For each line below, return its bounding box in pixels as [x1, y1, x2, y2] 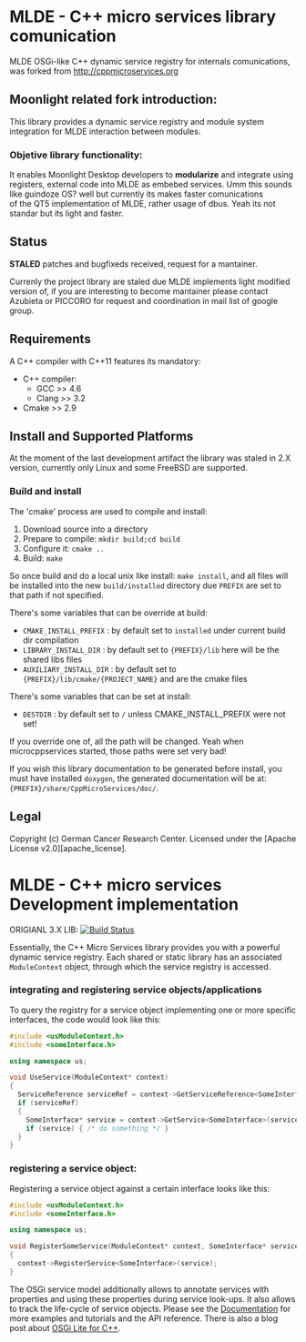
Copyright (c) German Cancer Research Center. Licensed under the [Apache [9, 833, 297, 844]
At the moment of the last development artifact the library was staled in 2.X [9, 452, 291, 463]
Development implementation [9, 894, 240, 914]
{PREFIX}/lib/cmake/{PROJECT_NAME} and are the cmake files [22, 673, 248, 684]
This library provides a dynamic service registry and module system [9, 116, 264, 127]
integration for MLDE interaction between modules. [9, 126, 201, 137]
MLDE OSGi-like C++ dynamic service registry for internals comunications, [9, 56, 291, 66]
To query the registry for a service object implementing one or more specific [9, 1004, 297, 1015]
